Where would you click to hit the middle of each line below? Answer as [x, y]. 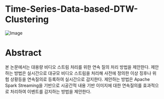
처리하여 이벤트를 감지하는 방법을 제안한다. [51, 91]
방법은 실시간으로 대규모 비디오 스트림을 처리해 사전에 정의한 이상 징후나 [83, 73]
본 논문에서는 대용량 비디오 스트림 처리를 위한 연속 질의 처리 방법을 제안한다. [78, 67]
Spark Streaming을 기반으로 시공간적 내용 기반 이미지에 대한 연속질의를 [73, 85]
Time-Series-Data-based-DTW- [71, 9]
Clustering [27, 19]
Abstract [23, 53]
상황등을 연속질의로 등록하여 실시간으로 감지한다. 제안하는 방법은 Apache [80, 79]
